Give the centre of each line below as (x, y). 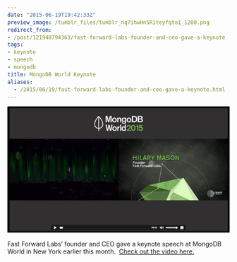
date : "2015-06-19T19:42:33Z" (52, 15)
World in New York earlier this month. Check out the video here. (101, 251)
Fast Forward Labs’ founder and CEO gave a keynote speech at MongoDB (115, 244)
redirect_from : (30, 30)
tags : (15, 45)
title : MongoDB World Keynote (52, 74)
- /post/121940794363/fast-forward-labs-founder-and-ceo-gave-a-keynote (116, 37)
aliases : (20, 82)
